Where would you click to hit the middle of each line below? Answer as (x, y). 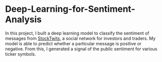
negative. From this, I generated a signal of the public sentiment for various (81, 49)
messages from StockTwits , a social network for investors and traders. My (81, 38)
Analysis (23, 19)
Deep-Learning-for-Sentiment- (70, 9)
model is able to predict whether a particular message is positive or (73, 43)
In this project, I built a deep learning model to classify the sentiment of (77, 33)
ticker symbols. (21, 54)
